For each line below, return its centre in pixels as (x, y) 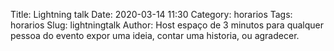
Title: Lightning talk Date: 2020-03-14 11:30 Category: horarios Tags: (151, 14)
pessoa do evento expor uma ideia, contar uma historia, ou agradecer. (155, 35)
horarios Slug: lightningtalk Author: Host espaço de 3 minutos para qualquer (167, 25)
